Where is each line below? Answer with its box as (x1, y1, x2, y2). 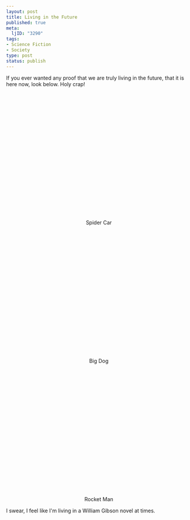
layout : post (6, 8, 38, 15)
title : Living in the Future (6, 14, 78, 20)
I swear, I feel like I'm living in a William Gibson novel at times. (6, 507, 156, 514)
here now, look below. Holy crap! (6, 80, 85, 87)
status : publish (6, 58, 46, 64)
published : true (6, 19, 46, 25)
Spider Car (85, 219, 112, 226)
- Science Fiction (6, 42, 51, 48)
